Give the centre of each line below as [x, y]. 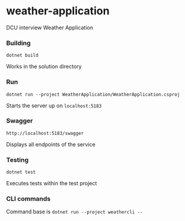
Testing [17, 159]
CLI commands [28, 199]
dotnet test [21, 172]
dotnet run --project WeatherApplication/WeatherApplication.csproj [93, 94]
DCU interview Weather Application [50, 27]
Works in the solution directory [44, 66]
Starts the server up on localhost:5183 [54, 105]
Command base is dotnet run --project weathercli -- [75, 212]
